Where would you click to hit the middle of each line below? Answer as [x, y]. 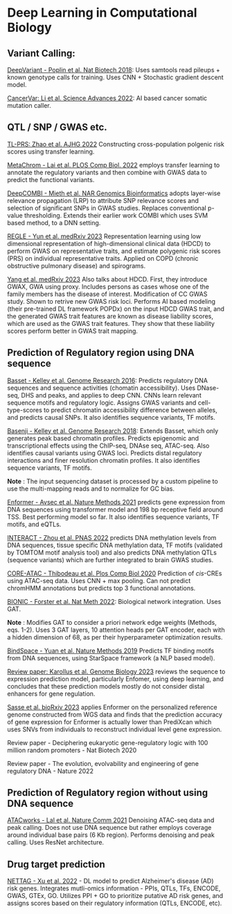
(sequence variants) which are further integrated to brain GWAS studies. [110, 560]
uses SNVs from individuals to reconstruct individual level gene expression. [115, 729]
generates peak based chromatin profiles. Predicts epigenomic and [103, 438]
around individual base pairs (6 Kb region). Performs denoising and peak [111, 835]
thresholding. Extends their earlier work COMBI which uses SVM [116, 215]
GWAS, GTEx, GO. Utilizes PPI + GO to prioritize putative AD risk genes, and [115, 896]
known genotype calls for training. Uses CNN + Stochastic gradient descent [115, 77]
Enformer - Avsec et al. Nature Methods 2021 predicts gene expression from [116, 502]
